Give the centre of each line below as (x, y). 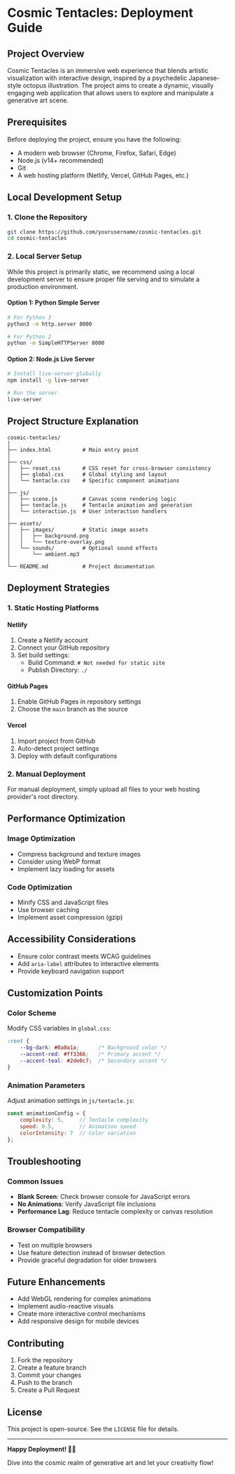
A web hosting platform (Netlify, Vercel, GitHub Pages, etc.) (103, 175)
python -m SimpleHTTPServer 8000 (56, 343)
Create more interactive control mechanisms (81, 1314)
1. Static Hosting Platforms (53, 608)
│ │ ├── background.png (48, 536)
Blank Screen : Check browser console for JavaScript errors (104, 1197)
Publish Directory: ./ (57, 670)
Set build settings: (43, 655)
